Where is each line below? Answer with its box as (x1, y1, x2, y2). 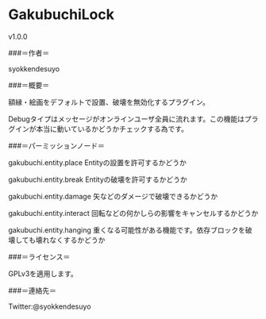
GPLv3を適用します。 (8, 268, 78, 279)
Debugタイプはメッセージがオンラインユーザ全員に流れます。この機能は (8, 113, 245, 124)
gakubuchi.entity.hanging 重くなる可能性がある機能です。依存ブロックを (8, 225, 246, 235)
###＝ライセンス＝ (8, 252, 71, 261)
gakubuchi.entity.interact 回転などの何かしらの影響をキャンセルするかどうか (8, 208, 259, 217)
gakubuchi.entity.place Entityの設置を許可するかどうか (8, 157, 187, 167)
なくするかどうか (48, 235, 106, 244)
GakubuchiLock (8, 6, 115, 24)
